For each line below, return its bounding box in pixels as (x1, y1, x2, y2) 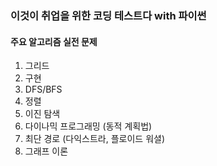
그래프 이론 (24, 145, 69, 157)
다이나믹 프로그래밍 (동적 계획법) (24, 120, 153, 132)
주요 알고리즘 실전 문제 (10, 35, 98, 47)
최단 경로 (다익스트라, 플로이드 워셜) (24, 133, 165, 145)
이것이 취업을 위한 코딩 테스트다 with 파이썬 (10, 8, 207, 22)
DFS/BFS (24, 83, 63, 96)
